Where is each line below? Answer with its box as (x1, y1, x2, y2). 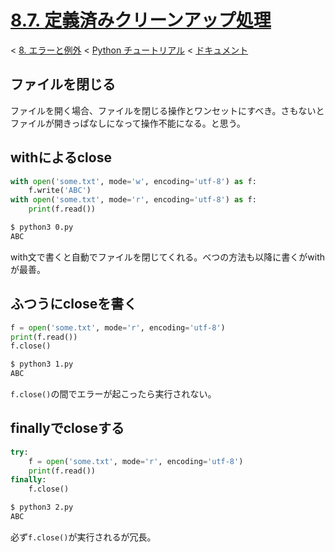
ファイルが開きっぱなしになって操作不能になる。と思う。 (10, 117, 246, 129)
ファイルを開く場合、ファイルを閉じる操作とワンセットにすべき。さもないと (10, 104, 325, 116)
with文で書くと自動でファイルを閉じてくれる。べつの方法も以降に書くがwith (10, 251, 325, 263)
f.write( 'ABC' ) (28, 186, 92, 196)
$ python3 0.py (10, 222, 74, 233)
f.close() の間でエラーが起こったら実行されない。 (10, 388, 217, 400)
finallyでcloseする (10, 420, 125, 437)
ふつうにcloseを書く (10, 296, 138, 313)
